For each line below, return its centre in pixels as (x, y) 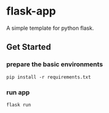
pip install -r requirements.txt (49, 77)
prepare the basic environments (55, 64)
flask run (19, 104)
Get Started (29, 47)
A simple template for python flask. (50, 28)
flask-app (31, 11)
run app (18, 92)
